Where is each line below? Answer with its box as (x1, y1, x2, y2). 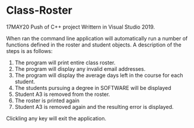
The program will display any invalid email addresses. (14, 65, 146, 72)
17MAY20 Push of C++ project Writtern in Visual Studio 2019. (6, 23, 155, 30)
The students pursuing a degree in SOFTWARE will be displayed (14, 84, 171, 91)
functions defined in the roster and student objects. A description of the (6, 41, 182, 48)
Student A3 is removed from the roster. (14, 90, 110, 98)
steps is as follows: (6, 47, 53, 54)
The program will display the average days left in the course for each (14, 71, 183, 79)
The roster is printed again (14, 96, 80, 104)
